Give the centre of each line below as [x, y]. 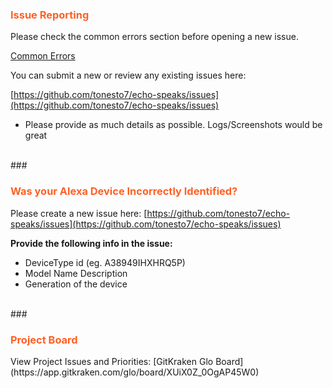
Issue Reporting [50, 15]
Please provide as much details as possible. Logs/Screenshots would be [173, 125]
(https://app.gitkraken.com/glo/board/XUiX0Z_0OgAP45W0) [135, 372]
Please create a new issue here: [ [79, 213]
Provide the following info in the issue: [91, 243]
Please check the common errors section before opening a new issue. [154, 37]
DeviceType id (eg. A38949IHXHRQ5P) [105, 262]
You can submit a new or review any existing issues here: [128, 75]
